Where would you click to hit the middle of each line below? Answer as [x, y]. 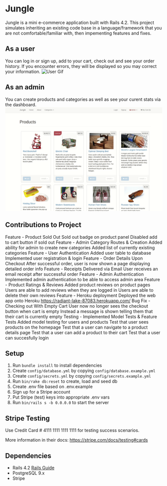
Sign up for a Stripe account [41, 392]
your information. [23, 71]
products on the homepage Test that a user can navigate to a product [77, 327]
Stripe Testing [27, 418]
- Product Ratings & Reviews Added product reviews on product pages [78, 285]
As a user [20, 49]
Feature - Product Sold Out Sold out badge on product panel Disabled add [81, 237]
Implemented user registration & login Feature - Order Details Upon [74, 258]
